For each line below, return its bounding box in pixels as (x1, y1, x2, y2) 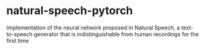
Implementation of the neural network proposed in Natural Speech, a (6, 24, 180, 31)
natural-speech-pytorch (6, 4, 133, 18)
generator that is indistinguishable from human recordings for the (33, 30, 199, 37)
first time (6, 37, 29, 44)
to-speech (6, 30, 33, 37)
